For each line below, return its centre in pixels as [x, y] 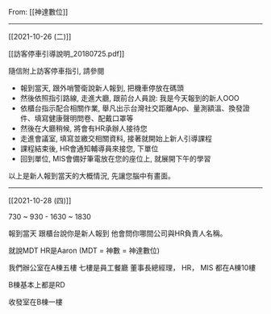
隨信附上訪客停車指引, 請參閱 [56, 71]
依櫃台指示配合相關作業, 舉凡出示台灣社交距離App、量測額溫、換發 [131, 108]
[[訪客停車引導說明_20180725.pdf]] [67, 54]
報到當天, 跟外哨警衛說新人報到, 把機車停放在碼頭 [102, 88]
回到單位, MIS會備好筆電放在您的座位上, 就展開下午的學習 [115, 159]
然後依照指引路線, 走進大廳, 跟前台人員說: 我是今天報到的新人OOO [129, 98]
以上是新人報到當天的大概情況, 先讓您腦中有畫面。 [92, 176]
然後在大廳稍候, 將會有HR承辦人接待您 [83, 128]
